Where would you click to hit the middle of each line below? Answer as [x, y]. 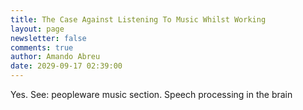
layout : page [37, 29]
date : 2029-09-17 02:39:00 [66, 66]
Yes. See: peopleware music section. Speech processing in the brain [151, 94]
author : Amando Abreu [55, 57]
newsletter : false [48, 38]
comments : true [42, 47]
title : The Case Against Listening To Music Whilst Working [138, 19]
